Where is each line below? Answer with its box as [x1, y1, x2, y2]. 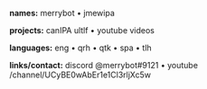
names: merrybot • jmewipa [9, 8, 116, 18]
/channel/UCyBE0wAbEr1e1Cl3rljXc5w [9, 69, 152, 80]
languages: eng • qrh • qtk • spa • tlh [9, 42, 152, 53]
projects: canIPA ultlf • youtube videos [9, 25, 155, 35]
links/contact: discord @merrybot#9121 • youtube [9, 60, 199, 70]
